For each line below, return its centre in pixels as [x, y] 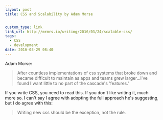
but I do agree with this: [29, 103]
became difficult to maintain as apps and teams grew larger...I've [82, 78]
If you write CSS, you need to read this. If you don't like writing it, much [77, 92]
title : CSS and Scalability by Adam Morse [49, 14]
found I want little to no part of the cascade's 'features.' [73, 83]
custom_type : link [24, 27]
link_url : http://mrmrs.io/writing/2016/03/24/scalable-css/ [69, 32]
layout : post [18, 9]
